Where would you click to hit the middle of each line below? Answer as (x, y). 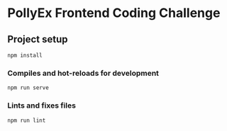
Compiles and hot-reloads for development (83, 73)
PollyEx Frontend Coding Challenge (114, 13)
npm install (25, 55)
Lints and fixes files (42, 106)
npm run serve (28, 88)
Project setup (38, 39)
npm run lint (27, 120)
